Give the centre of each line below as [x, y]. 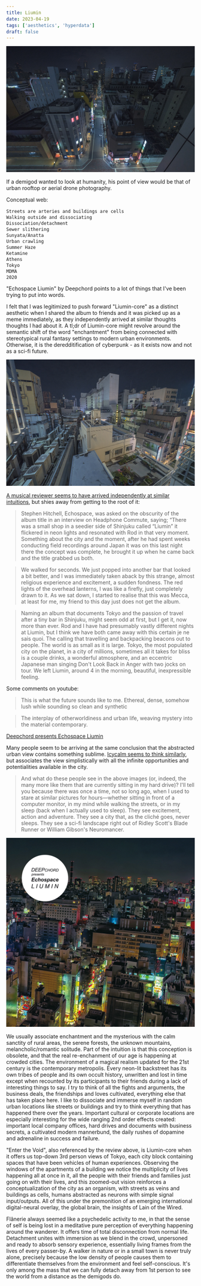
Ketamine [17, 254]
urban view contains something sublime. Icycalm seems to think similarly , [97, 754]
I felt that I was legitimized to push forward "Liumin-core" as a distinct [92, 307]
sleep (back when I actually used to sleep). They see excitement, [101, 810]
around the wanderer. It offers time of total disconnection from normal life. [98, 1231]
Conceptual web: [27, 200]
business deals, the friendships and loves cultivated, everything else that [96, 1093]
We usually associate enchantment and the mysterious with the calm [91, 1036]
